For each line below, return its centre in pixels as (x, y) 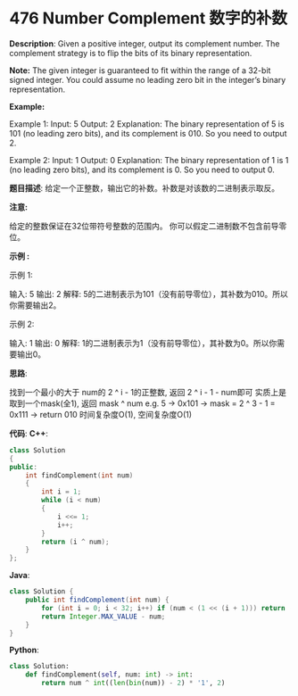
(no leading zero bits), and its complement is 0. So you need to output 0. (142, 170)
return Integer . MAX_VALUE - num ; (103, 617)
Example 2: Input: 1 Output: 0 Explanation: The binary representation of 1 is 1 (149, 160)
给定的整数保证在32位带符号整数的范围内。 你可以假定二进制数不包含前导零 (148, 226)
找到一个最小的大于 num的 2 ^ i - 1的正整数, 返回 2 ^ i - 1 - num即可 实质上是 (148, 392)
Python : (24, 650)
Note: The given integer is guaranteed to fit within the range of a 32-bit (140, 70)
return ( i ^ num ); (75, 542)
